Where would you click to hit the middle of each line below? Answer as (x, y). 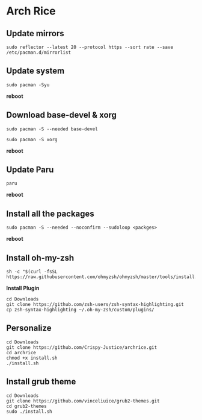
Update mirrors (35, 33)
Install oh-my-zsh (40, 258)
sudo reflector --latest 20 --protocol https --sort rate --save (90, 47)
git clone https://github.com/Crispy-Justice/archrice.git (82, 347)
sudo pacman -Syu (28, 85)
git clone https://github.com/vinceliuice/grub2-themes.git (83, 401)
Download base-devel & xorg (62, 115)
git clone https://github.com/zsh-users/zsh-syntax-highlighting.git (95, 305)
